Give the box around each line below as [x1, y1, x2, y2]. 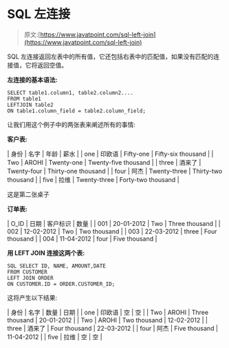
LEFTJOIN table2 [7, 101, 54, 108]
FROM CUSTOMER [7, 268, 48, 276]
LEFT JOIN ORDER [7, 274, 54, 281]
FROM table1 [7, 95, 41, 102]
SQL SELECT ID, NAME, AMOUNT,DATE [7, 263, 107, 269]
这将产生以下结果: [7, 294, 58, 302]
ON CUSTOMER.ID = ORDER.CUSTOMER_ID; [7, 280, 116, 287]
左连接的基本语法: [7, 75, 58, 83]
